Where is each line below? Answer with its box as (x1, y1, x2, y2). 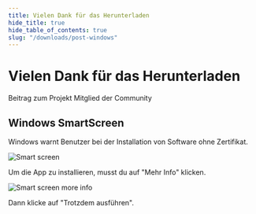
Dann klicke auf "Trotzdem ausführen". (8, 198, 135, 207)
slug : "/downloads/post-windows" (8, 33, 118, 42)
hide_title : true (8, 19, 65, 27)
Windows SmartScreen (8, 116, 124, 130)
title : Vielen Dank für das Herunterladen (8, 11, 150, 20)
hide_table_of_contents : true (8, 26, 108, 34)
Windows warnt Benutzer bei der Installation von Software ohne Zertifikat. (8, 137, 248, 146)
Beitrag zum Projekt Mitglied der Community (8, 94, 152, 103)
